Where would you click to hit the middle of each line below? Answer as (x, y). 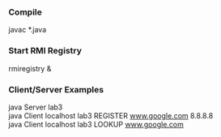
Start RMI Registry (45, 51)
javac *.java (28, 30)
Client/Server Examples (56, 89)
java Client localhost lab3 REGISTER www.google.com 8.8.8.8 (111, 115)
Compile (25, 12)
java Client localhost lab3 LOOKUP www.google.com (96, 124)
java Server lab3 (36, 107)
